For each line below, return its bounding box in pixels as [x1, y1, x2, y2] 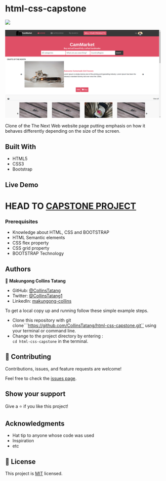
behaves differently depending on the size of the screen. [5, 128, 121, 134]
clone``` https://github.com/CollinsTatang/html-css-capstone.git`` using [12, 322, 157, 328]
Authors [5, 265, 31, 273]
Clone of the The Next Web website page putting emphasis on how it [5, 123, 146, 129]
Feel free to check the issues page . [5, 375, 77, 381]
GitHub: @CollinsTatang [12, 287, 61, 293]
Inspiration [12, 438, 34, 444]
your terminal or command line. [12, 327, 76, 333]
